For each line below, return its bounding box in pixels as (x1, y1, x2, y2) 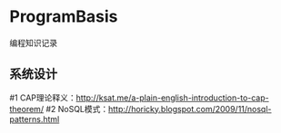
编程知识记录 (9, 37, 57, 48)
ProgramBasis (9, 6, 118, 27)
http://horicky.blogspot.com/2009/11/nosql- (107, 103, 272, 114)
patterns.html (9, 113, 60, 124)
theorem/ (9, 103, 44, 114)
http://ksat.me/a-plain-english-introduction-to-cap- (75, 92, 270, 103)
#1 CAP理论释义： (9, 92, 77, 103)
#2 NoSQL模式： (45, 103, 109, 114)
